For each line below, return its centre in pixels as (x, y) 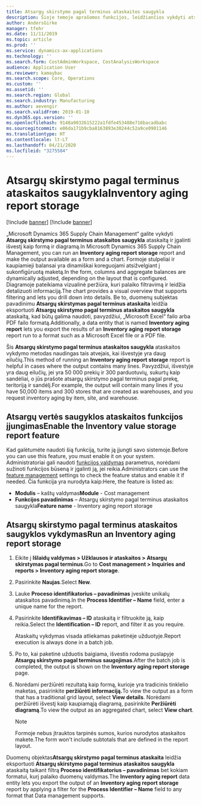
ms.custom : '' (24, 84)
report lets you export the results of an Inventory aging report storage (94, 329)
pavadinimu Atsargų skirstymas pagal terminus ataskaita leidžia (87, 304)
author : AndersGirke (32, 23)
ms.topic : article (29, 39)
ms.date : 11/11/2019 (32, 34)
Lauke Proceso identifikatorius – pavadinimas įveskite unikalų (92, 594)
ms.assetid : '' (25, 90)
